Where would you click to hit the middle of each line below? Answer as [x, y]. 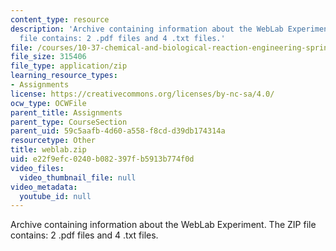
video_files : [37, 168]
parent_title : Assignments [66, 112]
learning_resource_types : [64, 76]
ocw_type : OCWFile [48, 103]
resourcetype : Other [53, 141]
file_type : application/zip [69, 66]
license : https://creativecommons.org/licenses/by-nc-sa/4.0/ [142, 94]
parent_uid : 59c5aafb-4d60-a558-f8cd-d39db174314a [118, 131]
